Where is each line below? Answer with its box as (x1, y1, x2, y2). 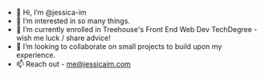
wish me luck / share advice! (15, 33, 111, 43)
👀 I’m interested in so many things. (15, 16, 131, 26)
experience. (15, 51, 56, 59)
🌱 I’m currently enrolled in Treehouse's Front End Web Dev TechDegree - (15, 25, 258, 34)
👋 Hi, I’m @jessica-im (15, 8, 87, 17)
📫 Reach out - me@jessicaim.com (15, 59, 131, 68)
